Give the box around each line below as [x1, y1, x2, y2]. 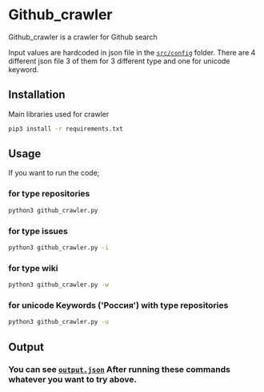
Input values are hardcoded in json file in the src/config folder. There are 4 [8, 47, 256, 57]
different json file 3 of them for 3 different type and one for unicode [8, 56, 230, 66]
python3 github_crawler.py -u [8, 318, 110, 326]
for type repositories [8, 188, 90, 200]
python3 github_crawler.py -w [8, 281, 110, 289]
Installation [8, 88, 66, 102]
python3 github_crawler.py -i [8, 243, 110, 252]
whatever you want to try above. [8, 374, 138, 386]
